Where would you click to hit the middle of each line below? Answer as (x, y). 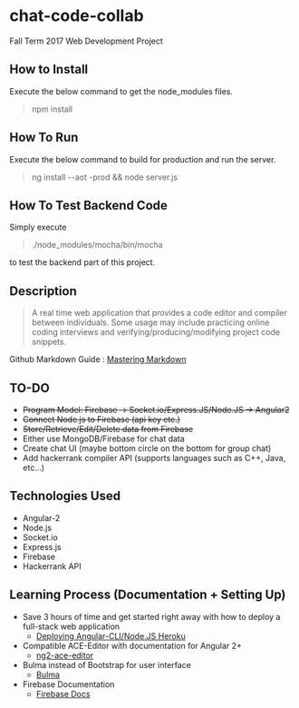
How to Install (49, 69)
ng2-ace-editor (65, 655)
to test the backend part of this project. (82, 262)
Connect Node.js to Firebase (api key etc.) (101, 419)
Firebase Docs (63, 693)
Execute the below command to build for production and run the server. (143, 159)
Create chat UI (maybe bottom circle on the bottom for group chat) (147, 448)
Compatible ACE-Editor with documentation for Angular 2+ (132, 645)
